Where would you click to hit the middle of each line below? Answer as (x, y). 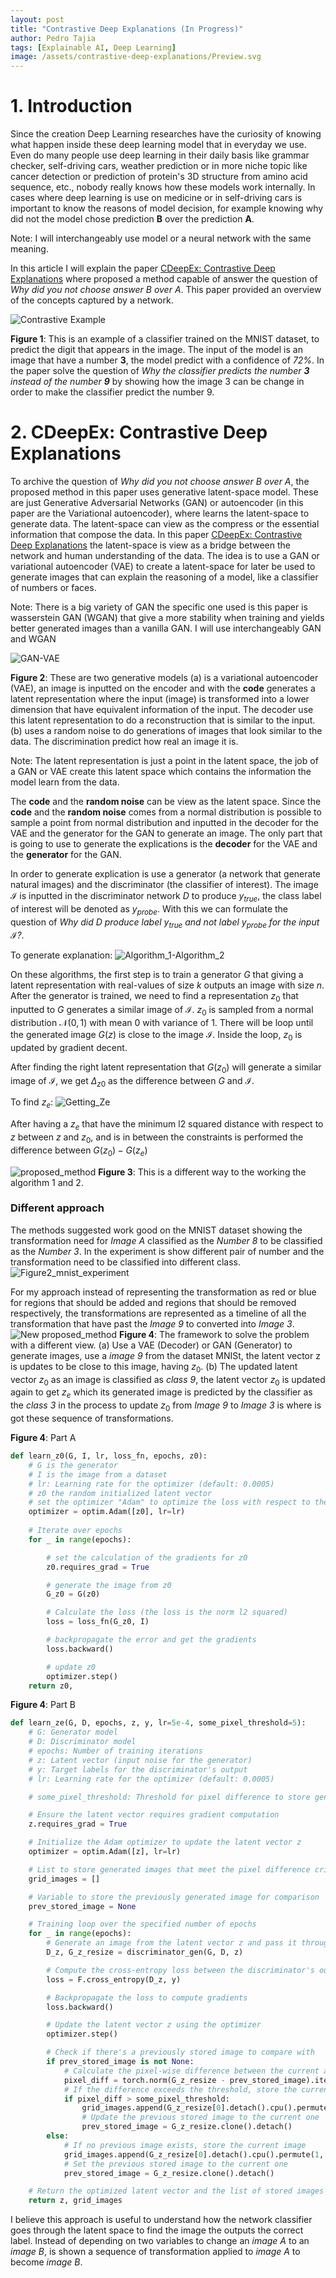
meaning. (29, 249)
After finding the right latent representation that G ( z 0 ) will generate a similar (166, 1068)
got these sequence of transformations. (92, 1418)
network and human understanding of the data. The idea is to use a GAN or (165, 555)
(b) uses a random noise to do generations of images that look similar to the (166, 730)
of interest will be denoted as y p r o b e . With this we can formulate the (149, 909)
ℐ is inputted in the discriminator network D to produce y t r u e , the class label (166, 897)
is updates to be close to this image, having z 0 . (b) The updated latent (154, 1367)
